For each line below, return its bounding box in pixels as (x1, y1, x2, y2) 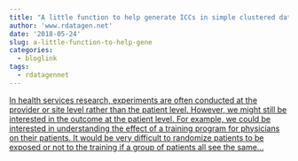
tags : (9, 63, 29, 72)
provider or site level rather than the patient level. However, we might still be (9, 103, 287, 115)
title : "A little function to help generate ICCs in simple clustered (9, 12, 276, 22)
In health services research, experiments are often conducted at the (9, 95, 258, 105)
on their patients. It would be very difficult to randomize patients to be (9, 132, 264, 142)
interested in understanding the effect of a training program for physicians (9, 123, 280, 134)
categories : (9, 46, 53, 55)
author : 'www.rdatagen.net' (9, 21, 114, 30)
